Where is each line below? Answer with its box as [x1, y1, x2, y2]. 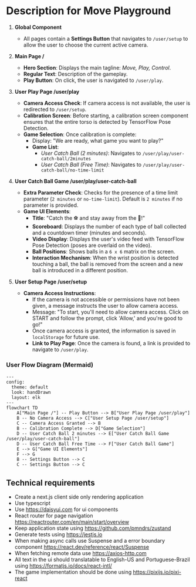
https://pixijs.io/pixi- [133, 569, 182, 576]
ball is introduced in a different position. [32, 266, 128, 273]
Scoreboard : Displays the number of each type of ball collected [32, 223, 187, 230]
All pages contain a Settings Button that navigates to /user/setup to [23, 35, 188, 42]
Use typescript [14, 500, 51, 507]
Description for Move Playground [6, 4, 171, 18]
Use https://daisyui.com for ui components [14, 506, 119, 513]
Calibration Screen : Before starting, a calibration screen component [23, 112, 189, 119]
